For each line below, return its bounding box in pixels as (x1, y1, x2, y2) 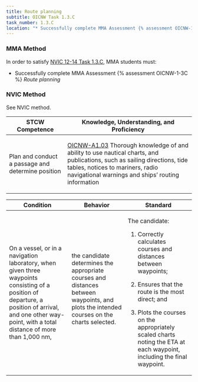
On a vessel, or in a (9, 244, 62, 252)
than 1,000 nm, (9, 332, 52, 341)
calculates (137, 237, 166, 246)
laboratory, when (9, 259, 57, 267)
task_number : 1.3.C (6, 19, 54, 25)
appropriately (137, 323, 175, 331)
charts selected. (71, 318, 116, 326)
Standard (145, 201, 172, 209)
